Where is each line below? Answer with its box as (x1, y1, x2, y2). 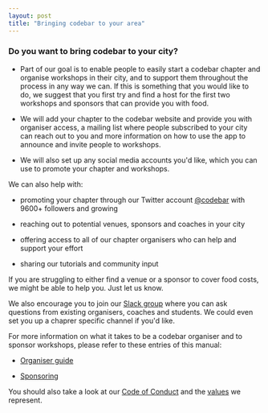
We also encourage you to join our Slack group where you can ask (8, 299, 228, 308)
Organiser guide (19, 355, 74, 365)
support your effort (19, 243, 83, 253)
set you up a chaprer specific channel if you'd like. (8, 316, 175, 325)
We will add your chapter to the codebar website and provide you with (19, 114, 253, 123)
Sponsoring (19, 371, 59, 381)
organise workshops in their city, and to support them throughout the (19, 72, 249, 82)
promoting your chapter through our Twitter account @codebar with (19, 195, 246, 204)
